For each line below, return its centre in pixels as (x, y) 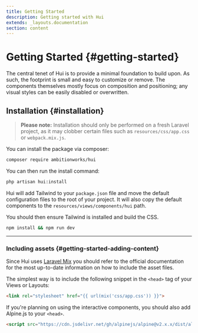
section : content (27, 28)
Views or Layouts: (28, 285)
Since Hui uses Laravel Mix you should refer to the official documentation (95, 261)
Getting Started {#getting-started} (93, 57)
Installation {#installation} (55, 111)
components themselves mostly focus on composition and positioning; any (97, 86)
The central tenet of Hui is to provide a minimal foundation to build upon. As (98, 74)
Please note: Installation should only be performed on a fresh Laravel (105, 125)
